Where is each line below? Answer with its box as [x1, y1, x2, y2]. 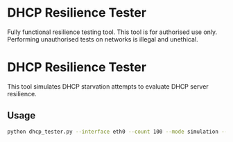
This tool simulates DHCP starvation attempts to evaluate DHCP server [7, 82, 209, 91]
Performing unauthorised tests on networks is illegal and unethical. [7, 35, 198, 43]
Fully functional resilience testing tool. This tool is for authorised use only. [7, 28, 218, 36]
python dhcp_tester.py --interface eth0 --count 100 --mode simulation [7, 128, 218, 135]
